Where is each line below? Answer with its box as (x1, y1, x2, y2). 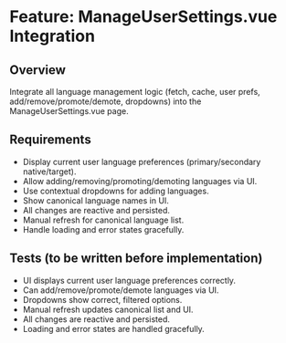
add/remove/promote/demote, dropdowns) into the (9, 96, 202, 107)
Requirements (9, 132, 91, 148)
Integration (9, 26, 96, 47)
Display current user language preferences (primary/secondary (22, 156, 261, 167)
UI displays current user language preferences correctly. (22, 275, 236, 286)
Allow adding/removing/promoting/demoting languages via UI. (22, 175, 258, 186)
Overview (9, 62, 67, 78)
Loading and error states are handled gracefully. (22, 323, 206, 334)
